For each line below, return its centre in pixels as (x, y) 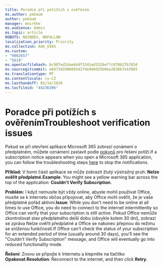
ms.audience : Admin (25, 28)
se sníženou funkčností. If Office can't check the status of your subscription (82, 229)
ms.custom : (16, 51)
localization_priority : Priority (39, 42)
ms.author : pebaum (24, 14)
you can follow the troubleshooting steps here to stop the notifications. (77, 162)
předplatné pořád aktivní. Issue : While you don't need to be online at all (77, 202)
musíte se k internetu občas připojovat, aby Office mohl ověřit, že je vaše (79, 197)
